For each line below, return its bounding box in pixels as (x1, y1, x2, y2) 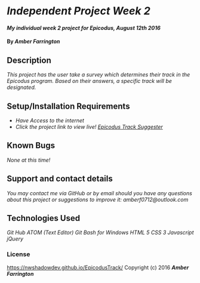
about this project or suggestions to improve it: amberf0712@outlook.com (7, 196, 189, 203)
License (7, 250, 30, 259)
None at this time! (7, 156, 51, 164)
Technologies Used (7, 213, 80, 223)
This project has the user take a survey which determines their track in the (7, 71, 190, 78)
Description (7, 55, 51, 65)
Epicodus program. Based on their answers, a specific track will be (7, 78, 173, 85)
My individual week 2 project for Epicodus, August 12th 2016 (7, 24, 161, 31)
